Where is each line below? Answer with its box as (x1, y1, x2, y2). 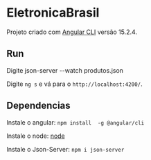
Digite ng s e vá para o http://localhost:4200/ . (6, 80, 143, 88)
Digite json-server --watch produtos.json (6, 66, 124, 74)
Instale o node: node (6, 132, 65, 140)
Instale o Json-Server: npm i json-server (6, 145, 125, 153)
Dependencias (6, 100, 71, 112)
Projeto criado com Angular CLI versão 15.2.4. (6, 28, 138, 36)
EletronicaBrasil (6, 5, 100, 21)
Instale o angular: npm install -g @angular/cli (6, 118, 145, 126)
